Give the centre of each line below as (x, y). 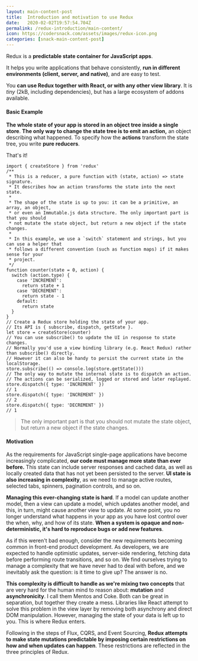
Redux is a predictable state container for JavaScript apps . (79, 56)
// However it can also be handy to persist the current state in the (95, 359)
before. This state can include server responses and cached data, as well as (99, 467)
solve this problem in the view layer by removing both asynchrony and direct (99, 609)
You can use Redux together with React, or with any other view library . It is (99, 86)
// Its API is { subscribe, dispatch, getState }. (70, 327)
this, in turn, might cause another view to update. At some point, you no (93, 510)
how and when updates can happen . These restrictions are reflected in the (98, 646)
